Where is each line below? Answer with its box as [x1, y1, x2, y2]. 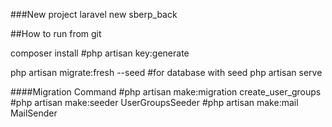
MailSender [10, 107, 58, 119]
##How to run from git [10, 28, 102, 39]
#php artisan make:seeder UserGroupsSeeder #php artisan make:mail [10, 97, 299, 108]
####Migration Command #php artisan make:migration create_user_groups [10, 86, 322, 98]
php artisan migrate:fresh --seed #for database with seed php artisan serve [10, 67, 323, 78]
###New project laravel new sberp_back [10, 9, 178, 20]
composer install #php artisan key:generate [10, 47, 190, 59]
